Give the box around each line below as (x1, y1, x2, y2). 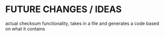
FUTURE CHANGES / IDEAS (5, 4, 122, 15)
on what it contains (5, 25, 45, 31)
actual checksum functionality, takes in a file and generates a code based (5, 20, 159, 26)
